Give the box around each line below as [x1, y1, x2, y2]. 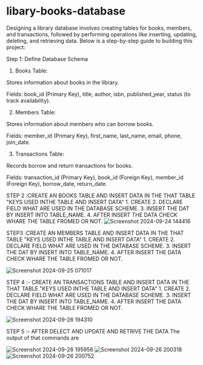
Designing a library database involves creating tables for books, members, [6, 24, 192, 31]
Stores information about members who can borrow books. [6, 120, 154, 128]
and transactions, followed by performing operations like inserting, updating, [6, 30, 198, 38]
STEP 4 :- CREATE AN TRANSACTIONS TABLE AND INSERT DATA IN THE [6, 278, 190, 286]
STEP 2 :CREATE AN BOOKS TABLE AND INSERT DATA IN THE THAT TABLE [6, 192, 196, 199]
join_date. [6, 138, 30, 146]
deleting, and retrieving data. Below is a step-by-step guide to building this [6, 37, 193, 44]
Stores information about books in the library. [6, 79, 119, 86]
